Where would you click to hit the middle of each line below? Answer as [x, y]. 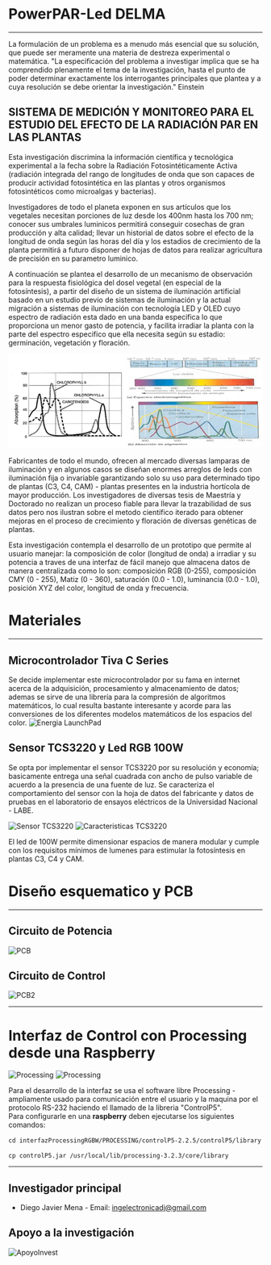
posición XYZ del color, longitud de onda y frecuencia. [99, 588]
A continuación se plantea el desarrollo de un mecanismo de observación [130, 274]
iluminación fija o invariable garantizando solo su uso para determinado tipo [134, 478]
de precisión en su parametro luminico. [73, 258]
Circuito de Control [57, 976]
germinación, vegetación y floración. [69, 342]
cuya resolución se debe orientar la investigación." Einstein [106, 86]
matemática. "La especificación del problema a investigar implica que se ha [134, 61]
